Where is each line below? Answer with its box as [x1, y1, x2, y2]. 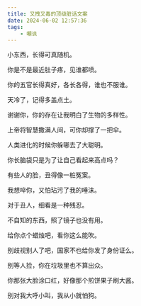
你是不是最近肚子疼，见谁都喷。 [7, 65, 101, 74]
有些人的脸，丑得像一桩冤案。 [7, 171, 94, 179]
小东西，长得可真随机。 [7, 50, 76, 59]
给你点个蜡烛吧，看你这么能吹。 [7, 231, 101, 239]
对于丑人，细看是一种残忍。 [7, 201, 89, 210]
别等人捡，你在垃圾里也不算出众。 [7, 261, 107, 270]
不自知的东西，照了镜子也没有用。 [7, 216, 107, 225]
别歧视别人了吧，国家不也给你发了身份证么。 [7, 246, 138, 255]
